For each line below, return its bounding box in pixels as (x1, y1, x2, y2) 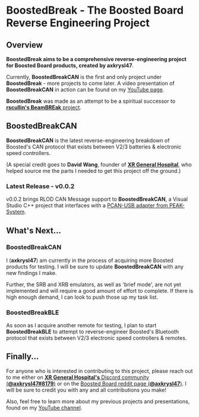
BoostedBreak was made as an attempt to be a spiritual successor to (6, 97, 176, 105)
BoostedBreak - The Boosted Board (6, 4, 184, 17)
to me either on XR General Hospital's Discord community (6, 374, 150, 381)
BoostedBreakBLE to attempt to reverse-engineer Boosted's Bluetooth (6, 328, 179, 336)
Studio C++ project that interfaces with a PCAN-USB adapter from (6, 202, 168, 209)
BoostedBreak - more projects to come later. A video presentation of (6, 80, 175, 87)
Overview (6, 40, 43, 50)
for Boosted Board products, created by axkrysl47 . (6, 62, 134, 69)
